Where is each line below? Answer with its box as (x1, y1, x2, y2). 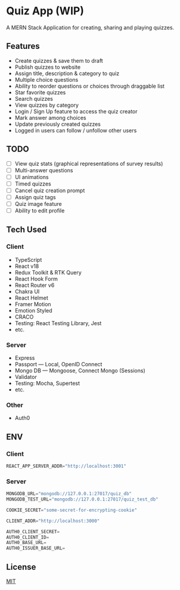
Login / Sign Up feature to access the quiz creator (14, 107, 138, 115)
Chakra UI (14, 288, 40, 295)
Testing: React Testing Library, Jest (14, 319, 102, 326)
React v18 (14, 262, 39, 270)
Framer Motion (14, 300, 52, 308)
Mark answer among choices (14, 114, 86, 121)
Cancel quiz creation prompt (14, 187, 85, 194)
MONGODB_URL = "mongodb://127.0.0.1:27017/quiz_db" (6, 491, 132, 497)
